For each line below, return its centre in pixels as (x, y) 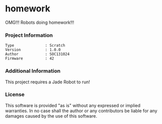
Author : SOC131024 (37, 54)
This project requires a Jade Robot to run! (48, 82)
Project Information (29, 35)
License (15, 95)
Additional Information (33, 71)
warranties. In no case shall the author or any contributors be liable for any (81, 111)
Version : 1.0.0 (33, 50)
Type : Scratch (35, 46)
